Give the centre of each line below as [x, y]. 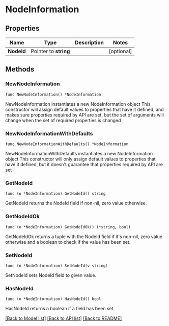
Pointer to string [50, 51]
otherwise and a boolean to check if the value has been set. [68, 242]
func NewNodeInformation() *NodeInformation [53, 95]
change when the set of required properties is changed [63, 120]
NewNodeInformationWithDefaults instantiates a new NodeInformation [79, 153]
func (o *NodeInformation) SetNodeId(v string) [57, 266]
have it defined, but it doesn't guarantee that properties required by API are [84, 164]
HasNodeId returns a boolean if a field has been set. [60, 309]
